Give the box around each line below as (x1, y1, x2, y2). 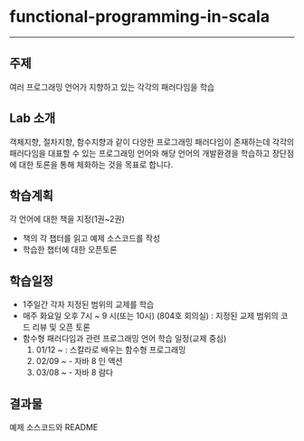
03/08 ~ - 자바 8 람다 (35, 367, 114, 378)
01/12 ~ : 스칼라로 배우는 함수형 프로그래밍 (35, 344, 186, 355)
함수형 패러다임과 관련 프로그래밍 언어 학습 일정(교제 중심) (22, 333, 227, 344)
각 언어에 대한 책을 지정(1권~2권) (9, 214, 125, 225)
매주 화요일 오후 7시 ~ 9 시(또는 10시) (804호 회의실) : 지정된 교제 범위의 (22, 311, 279, 321)
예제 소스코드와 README (9, 422, 99, 432)
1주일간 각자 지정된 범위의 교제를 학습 (22, 299, 155, 310)
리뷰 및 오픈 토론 (32, 321, 90, 332)
